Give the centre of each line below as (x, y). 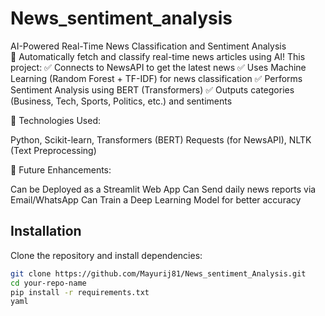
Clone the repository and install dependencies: (106, 255)
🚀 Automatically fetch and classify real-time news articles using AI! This (158, 56)
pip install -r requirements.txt (80, 292)
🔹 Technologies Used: (55, 120)
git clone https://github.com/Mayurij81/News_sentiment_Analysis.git (158, 273)
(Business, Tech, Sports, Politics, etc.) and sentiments (121, 101)
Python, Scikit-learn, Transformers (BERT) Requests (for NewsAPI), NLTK (161, 139)
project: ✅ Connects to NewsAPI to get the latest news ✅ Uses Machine (158, 67)
